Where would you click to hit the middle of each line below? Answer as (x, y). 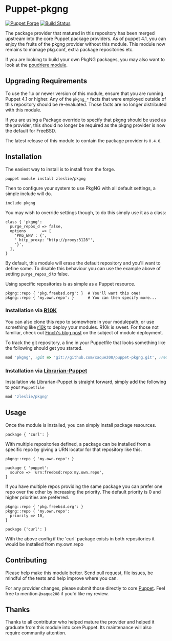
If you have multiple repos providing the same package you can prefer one (84, 486)
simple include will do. (29, 194)
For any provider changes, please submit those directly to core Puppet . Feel (85, 588)
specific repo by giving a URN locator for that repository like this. (74, 449)
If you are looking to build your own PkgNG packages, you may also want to (85, 59)
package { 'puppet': (27, 468)
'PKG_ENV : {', (31, 235)
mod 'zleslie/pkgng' (27, 397)
